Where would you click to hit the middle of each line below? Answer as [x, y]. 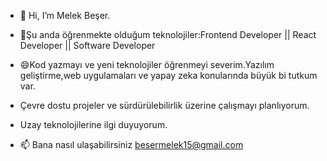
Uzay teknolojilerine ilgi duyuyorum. [93, 124]
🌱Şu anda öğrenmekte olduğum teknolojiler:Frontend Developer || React [168, 34]
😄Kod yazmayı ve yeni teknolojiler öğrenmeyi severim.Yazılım [147, 64]
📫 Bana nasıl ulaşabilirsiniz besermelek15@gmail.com [131, 144]
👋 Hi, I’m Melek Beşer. [65, 15]
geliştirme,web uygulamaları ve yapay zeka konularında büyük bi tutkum [168, 75]
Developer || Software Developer [87, 45]
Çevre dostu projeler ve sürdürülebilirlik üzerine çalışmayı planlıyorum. [164, 105]
